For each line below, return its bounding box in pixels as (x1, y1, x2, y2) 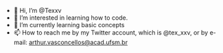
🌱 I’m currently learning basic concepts (13, 21, 125, 29)
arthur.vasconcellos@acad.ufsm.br (28, 38, 128, 46)
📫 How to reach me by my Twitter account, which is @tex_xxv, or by (13, 29, 209, 37)
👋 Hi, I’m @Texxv (13, 7, 62, 14)
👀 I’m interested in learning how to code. (13, 14, 128, 22)
